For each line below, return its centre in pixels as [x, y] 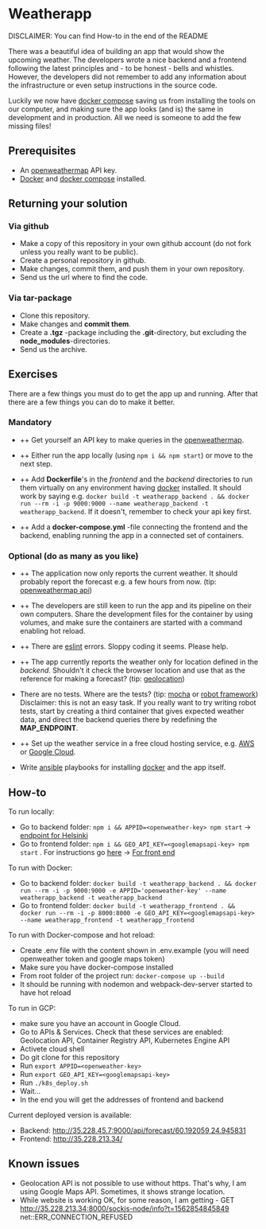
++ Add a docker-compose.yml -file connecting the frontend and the [134, 527]
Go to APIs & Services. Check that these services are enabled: [121, 1032]
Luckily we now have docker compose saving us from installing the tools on [132, 100]
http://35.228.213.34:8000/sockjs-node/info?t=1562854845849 [124, 1208]
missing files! [30, 126]
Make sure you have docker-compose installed [96, 967]
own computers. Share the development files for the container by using [136, 614]
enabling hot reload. [52, 631]
